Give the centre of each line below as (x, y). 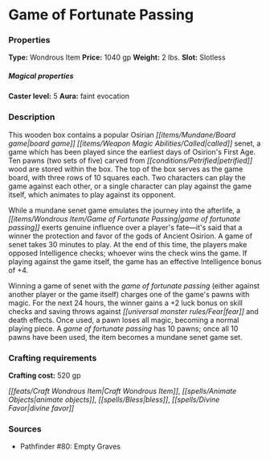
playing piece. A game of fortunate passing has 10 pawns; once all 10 (123, 329)
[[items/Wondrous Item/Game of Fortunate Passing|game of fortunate (125, 218)
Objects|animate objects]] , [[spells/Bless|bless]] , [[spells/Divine (114, 399)
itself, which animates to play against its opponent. (92, 194)
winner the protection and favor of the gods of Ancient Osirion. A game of (131, 236)
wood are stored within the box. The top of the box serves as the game (126, 169)
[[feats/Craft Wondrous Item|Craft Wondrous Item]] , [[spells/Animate (123, 391)
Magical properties (41, 76)
